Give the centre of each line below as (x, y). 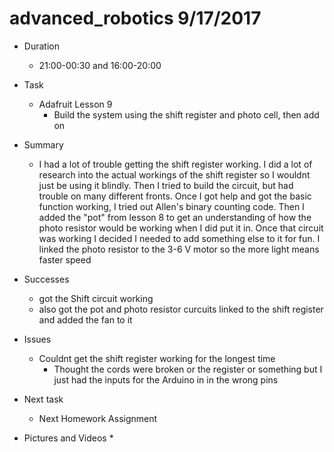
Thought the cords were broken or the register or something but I (188, 369)
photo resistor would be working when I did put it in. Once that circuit (181, 228)
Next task (43, 399)
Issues (37, 339)
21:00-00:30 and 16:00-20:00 (100, 65)
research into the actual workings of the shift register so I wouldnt (174, 174)
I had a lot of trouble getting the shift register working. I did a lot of (175, 164)
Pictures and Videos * (68, 438)
